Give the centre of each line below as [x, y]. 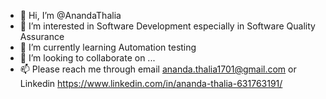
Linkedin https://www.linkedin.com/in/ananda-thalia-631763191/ [151, 83]
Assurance [42, 36]
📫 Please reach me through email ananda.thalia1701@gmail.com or [158, 69]
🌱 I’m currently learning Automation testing [108, 47]
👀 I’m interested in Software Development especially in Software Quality [167, 26]
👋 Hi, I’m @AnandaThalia [70, 15]
